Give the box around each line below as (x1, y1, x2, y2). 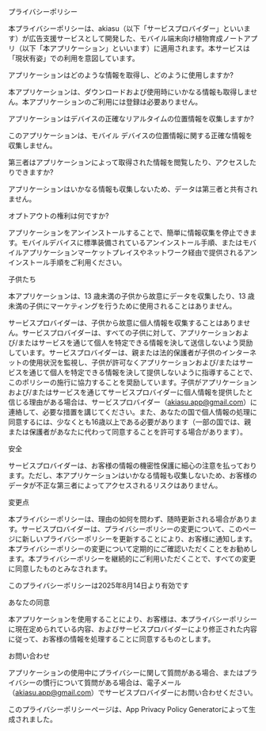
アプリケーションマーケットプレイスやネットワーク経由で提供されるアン (21, 248, 257, 257)
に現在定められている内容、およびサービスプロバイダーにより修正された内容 (8, 625, 257, 633)
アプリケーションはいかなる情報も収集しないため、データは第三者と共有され (8, 185, 258, 193)
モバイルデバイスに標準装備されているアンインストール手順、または (21, 238, 243, 247)
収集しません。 (8, 141, 57, 150)
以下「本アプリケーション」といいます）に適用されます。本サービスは (21, 44, 251, 53)
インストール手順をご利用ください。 (8, 258, 127, 267)
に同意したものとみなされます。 (8, 564, 112, 573)
